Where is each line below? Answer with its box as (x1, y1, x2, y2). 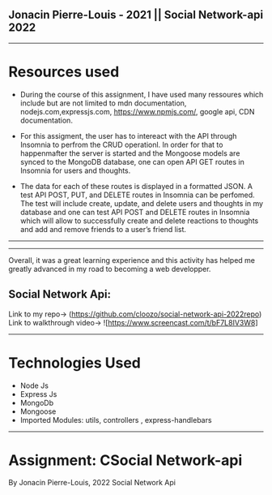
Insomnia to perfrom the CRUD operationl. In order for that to (19, 140, 223, 149)
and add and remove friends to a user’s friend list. (19, 224, 187, 234)
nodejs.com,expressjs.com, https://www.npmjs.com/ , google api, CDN (19, 106, 255, 116)
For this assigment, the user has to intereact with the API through (19, 131, 237, 140)
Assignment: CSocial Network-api (8, 451, 243, 469)
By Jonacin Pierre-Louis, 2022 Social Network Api (8, 478, 176, 488)
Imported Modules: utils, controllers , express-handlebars (19, 415, 212, 424)
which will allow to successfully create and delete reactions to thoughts (19, 216, 259, 226)
